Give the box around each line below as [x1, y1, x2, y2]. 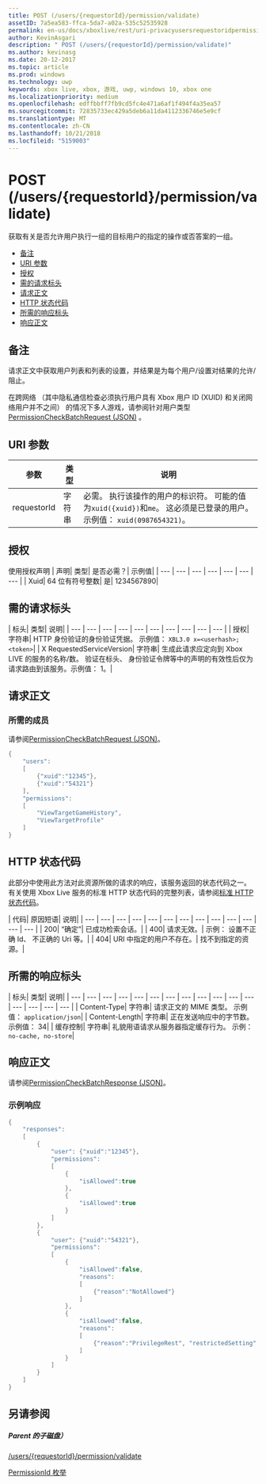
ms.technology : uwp [8, 78, 73, 86]
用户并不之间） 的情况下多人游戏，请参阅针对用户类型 [14, 402, 191, 412]
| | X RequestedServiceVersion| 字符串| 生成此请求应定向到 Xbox [32, 643, 243, 654]
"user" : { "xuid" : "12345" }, [50, 1148, 140, 1156]
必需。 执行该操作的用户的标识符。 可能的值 [82, 490, 247, 502]
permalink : [8, 26, 44, 34]
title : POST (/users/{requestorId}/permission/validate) [8, 11, 200, 20]
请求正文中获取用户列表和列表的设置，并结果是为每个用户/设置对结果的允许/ [8, 366, 256, 376]
